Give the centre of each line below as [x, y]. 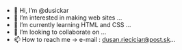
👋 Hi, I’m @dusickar [41, 10]
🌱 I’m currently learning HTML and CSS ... [72, 25]
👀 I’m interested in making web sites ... [68, 18]
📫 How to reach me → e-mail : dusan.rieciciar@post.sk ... [94, 40]
